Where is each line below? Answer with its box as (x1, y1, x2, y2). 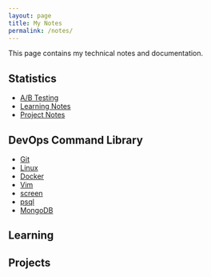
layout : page (8, 11, 52, 20)
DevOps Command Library (8, 133, 144, 147)
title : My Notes (8, 19, 62, 27)
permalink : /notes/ (8, 26, 74, 34)
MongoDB (19, 206, 54, 215)
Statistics (8, 71, 58, 85)
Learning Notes (19, 102, 71, 111)
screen (19, 189, 43, 198)
